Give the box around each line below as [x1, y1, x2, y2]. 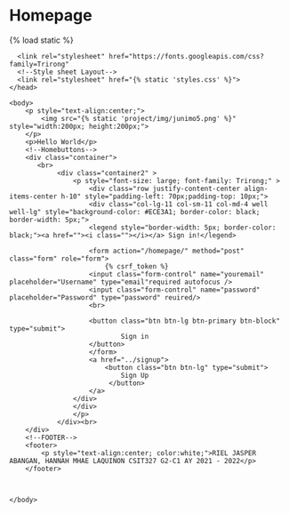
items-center [9, 192, 58, 201]
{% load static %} [9, 35, 74, 45]
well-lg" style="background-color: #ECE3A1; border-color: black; [9, 207, 261, 216]
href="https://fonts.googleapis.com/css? [108, 52, 265, 60]
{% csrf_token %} [104, 261, 169, 271]
